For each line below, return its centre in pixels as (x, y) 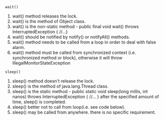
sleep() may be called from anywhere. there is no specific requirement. (84, 112)
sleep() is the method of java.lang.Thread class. (60, 86)
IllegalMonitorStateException (41, 63)
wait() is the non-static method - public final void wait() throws (75, 26)
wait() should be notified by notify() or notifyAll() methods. (71, 37)
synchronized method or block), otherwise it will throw (67, 58)
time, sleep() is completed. (39, 102)
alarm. (19, 47)
